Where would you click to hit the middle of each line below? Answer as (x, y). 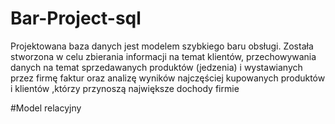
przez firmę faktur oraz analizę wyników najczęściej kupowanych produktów (168, 78)
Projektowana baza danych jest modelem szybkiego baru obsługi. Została (162, 46)
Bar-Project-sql (76, 18)
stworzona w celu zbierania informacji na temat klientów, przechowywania (163, 56)
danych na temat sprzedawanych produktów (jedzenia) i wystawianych (156, 67)
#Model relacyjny (46, 108)
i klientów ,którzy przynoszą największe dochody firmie (125, 88)
